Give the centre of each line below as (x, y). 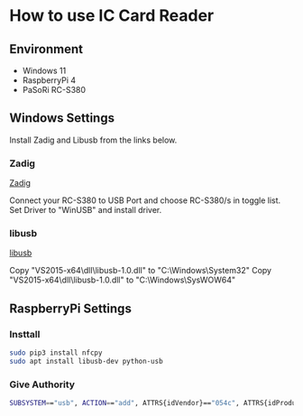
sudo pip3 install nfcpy (56, 353)
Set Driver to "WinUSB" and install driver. (86, 210)
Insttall (25, 334)
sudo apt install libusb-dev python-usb (87, 361)
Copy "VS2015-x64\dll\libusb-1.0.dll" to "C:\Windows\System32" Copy (141, 271)
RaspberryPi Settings (71, 308)
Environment (46, 49)
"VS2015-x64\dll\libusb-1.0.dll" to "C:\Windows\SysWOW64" (123, 280)
